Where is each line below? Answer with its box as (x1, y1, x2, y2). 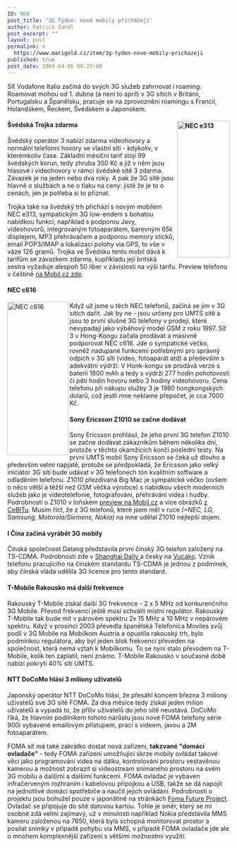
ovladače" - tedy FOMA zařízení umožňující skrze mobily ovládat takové (7, 749, 218, 758)
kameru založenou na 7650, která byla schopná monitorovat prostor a (7, 817, 209, 825)
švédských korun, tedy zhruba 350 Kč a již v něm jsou (7, 159, 164, 167)
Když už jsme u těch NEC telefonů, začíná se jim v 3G (69, 302, 226, 310)
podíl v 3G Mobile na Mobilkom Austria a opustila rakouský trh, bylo (7, 629, 204, 638)
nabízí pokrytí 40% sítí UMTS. (7, 659, 95, 667)
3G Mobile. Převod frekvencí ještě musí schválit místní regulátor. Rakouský (7, 607, 224, 615)
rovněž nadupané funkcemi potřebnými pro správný (69, 347, 221, 355)
